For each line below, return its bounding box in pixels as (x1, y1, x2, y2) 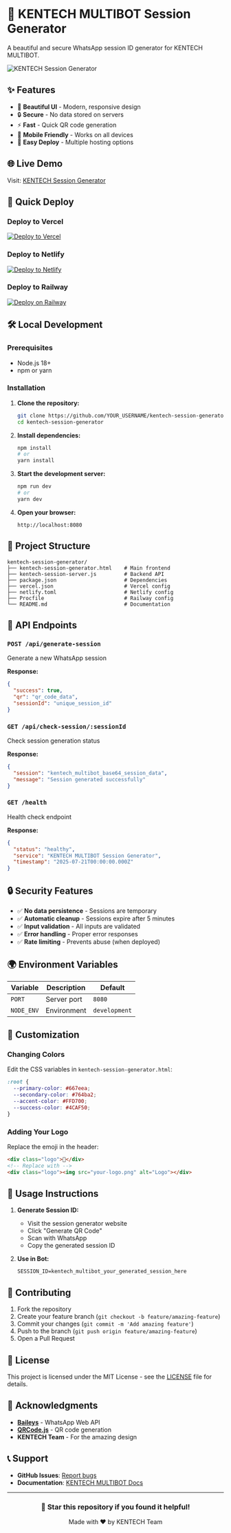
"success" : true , (13, 687, 63, 695)
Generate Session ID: (16, 1206, 79, 1215)
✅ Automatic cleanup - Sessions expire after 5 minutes (16, 914, 175, 923)
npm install (16, 444, 52, 451)
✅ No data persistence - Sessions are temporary (16, 906, 157, 915)
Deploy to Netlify (7, 249, 65, 259)
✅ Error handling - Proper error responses (16, 929, 139, 938)
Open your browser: (16, 508, 76, 516)
